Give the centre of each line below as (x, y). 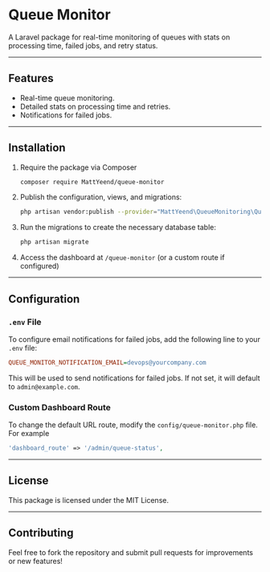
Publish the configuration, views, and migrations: (101, 197)
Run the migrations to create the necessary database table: (118, 228)
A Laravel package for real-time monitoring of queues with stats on (119, 37)
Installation (37, 148)
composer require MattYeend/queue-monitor (92, 182)
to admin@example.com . (44, 386)
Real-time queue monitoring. (67, 97)
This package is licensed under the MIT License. (88, 500)
